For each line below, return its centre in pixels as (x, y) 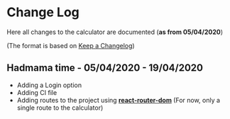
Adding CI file (37, 92)
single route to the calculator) (60, 108)
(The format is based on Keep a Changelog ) (71, 45)
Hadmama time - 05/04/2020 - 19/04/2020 (105, 68)
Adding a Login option (49, 85)
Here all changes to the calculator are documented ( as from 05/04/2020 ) (115, 32)
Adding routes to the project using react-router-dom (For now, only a (119, 100)
